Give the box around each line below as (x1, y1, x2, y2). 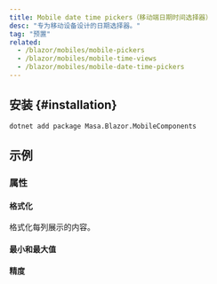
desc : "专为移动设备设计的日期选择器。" (9, 21, 141, 30)
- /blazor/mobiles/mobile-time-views (17, 54, 157, 63)
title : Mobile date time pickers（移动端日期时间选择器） (9, 12, 213, 22)
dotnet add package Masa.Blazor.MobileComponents (9, 122, 197, 130)
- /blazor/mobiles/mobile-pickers (17, 46, 145, 55)
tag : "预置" (9, 29, 51, 38)
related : (9, 37, 42, 47)
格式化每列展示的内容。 (9, 222, 95, 233)
